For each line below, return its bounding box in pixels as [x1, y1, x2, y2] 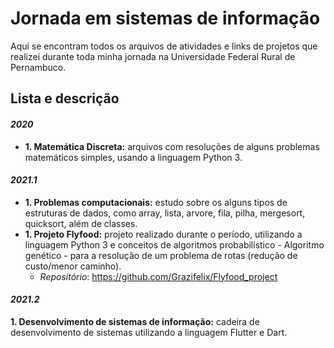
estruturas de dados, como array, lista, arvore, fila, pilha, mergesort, [24, 207, 306, 219]
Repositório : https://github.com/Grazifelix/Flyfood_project [39, 270, 278, 282]
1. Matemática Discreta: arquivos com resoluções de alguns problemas [24, 140, 320, 152]
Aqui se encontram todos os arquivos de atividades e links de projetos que [10, 40, 318, 52]
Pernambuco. [10, 61, 67, 73]
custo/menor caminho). [24, 260, 122, 272]
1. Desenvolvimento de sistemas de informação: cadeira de [10, 315, 260, 327]
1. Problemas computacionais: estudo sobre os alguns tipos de [24, 196, 288, 208]
